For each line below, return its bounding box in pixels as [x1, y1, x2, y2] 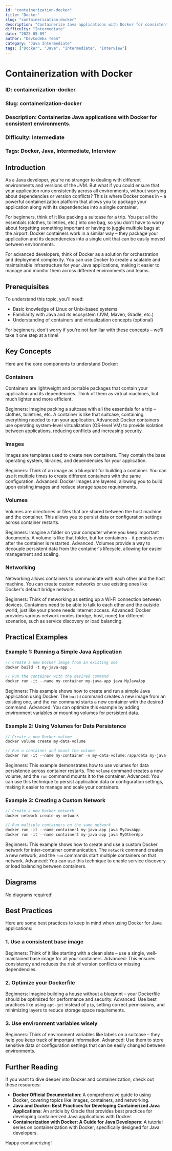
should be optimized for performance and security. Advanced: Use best [5, 996, 157, 1002]
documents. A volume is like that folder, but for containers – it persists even [5, 534, 164, 541]
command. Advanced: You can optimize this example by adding [5, 704, 140, 711]
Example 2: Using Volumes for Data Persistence [5, 722, 126, 730]
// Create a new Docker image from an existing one [5, 660, 118, 665]
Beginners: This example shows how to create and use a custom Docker [5, 841, 158, 847]
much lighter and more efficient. [5, 396, 73, 402]
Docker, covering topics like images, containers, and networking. [12, 1097, 150, 1103]
